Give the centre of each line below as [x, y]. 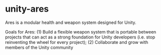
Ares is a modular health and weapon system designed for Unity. [71, 22]
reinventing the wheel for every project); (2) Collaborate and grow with [77, 42]
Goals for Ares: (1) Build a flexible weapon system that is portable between [81, 32]
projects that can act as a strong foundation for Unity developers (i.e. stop [80, 37]
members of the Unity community [39, 47]
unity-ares [27, 9]
